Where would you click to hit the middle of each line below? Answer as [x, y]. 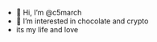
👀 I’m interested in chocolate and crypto [82, 21]
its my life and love [47, 29]
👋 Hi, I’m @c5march [49, 13]
